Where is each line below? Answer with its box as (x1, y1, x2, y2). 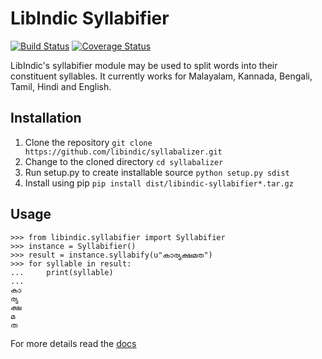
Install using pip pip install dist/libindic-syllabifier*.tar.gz (24, 177, 294, 189)
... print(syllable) (10, 267, 114, 277)
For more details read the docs (10, 337, 137, 349)
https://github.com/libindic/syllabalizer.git (24, 147, 223, 157)
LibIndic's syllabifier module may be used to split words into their (10, 59, 278, 71)
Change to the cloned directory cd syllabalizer (24, 155, 224, 167)
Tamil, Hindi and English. (10, 80, 112, 92)
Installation (10, 110, 82, 127)
